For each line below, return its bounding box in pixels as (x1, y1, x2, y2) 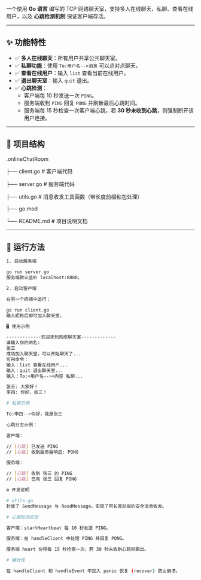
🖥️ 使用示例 (6, 323, 30, 329)
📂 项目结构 (6, 139, 45, 149)
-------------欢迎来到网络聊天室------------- (6, 334, 117, 340)
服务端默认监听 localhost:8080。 (6, 274, 83, 281)
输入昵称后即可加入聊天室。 (6, 313, 65, 319)
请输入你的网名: (6, 340, 41, 346)
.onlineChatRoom (6, 155, 49, 163)
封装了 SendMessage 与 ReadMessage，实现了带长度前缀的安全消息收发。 (6, 503, 167, 509)
